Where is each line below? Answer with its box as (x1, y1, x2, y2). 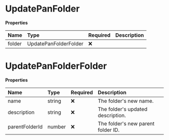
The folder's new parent (98, 120, 155, 127)
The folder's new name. (98, 97, 154, 104)
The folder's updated (98, 105, 147, 112)
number (47, 123, 66, 130)
